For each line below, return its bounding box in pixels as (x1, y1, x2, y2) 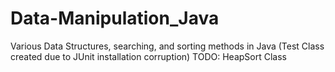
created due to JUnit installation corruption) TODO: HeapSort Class (10, 50, 287, 62)
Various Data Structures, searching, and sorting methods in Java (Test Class (10, 40, 325, 52)
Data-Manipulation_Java (10, 7, 220, 30)
